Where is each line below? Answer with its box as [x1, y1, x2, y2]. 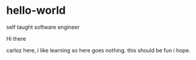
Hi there [6, 35, 26, 42]
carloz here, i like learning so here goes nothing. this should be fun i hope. [6, 46, 191, 54]
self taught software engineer [6, 23, 80, 31]
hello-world [6, 4, 66, 17]
